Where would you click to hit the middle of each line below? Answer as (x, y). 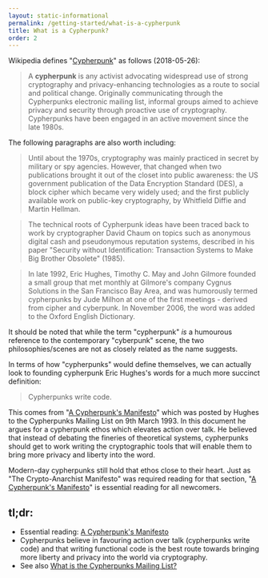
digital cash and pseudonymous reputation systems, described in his (141, 241)
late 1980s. (46, 127)
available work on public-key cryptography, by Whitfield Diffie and (137, 201)
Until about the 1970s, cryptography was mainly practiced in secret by (143, 158)
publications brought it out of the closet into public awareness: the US (143, 175)
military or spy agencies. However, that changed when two (125, 167)
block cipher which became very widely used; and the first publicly (138, 192)
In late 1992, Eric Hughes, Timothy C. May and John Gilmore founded (142, 274)
